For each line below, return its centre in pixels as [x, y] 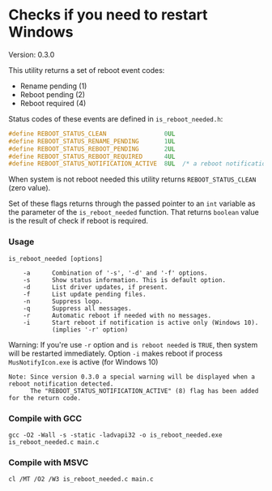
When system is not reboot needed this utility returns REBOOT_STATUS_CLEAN [132, 179]
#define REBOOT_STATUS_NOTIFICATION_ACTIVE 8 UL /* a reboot [115, 164]
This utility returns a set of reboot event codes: [87, 70]
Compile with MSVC [49, 462]
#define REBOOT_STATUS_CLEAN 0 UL [92, 134]
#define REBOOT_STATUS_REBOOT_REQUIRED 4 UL [92, 156]
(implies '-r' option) [90, 330]
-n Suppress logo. [63, 301]
